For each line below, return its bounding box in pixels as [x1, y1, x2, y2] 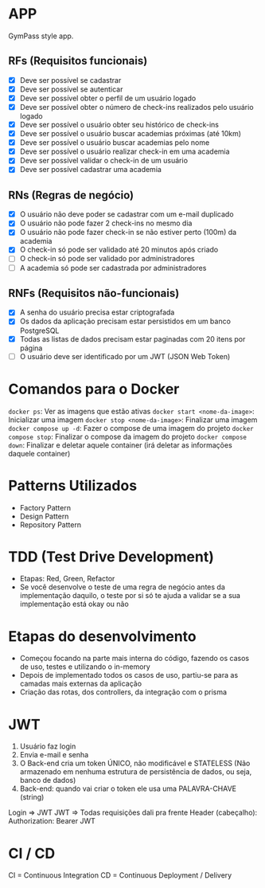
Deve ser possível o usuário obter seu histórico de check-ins [19, 120, 219, 129]
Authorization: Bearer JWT [8, 816, 95, 826]
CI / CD [8, 844, 56, 863]
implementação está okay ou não [19, 599, 129, 609]
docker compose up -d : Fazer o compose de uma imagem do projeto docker [8, 423, 254, 432]
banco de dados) [19, 776, 76, 785]
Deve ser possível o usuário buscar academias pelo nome [19, 138, 210, 147]
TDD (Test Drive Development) [8, 547, 215, 565]
